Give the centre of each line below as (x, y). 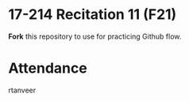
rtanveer (22, 90)
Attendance (48, 68)
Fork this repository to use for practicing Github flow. (95, 36)
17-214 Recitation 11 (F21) (93, 15)
